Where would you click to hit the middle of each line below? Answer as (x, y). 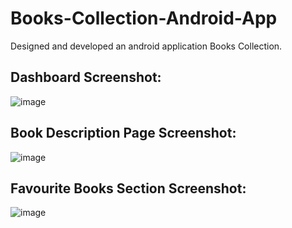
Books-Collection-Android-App (144, 18)
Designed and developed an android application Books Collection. (146, 46)
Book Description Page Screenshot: (123, 133)
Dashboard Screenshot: (86, 77)
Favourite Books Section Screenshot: (128, 188)
